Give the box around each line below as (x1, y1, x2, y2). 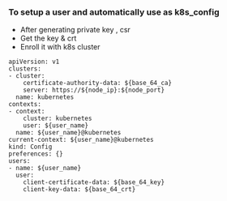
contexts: (8, 100, 42, 109)
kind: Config (8, 143, 53, 152)
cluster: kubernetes (23, 114, 92, 123)
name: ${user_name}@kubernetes (15, 129, 122, 137)
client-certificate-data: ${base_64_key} (23, 178, 165, 186)
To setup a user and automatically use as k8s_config (8, 6, 220, 18)
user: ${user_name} (23, 122, 89, 130)
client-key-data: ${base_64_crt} (23, 186, 136, 194)
